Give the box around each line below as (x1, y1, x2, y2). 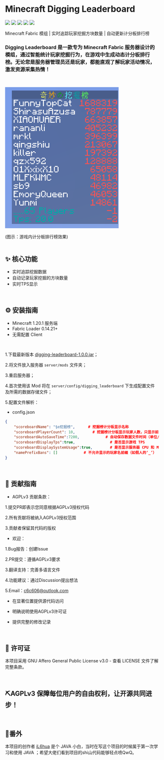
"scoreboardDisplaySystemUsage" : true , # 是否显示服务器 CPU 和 (14, 445, 155, 450)
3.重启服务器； (5, 372, 35, 378)
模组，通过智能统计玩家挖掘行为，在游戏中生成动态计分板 (5, 51, 140, 58)
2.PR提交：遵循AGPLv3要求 (5, 556, 61, 562)
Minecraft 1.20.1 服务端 (12, 320, 58, 326)
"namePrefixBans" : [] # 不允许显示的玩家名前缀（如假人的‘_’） (14, 450, 157, 455)
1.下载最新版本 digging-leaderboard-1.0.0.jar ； (5, 351, 99, 357)
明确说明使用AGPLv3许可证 (12, 608, 67, 614)
